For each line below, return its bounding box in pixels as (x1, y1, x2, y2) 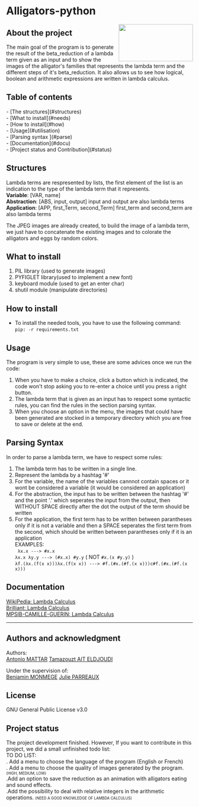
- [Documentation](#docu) (6, 140, 71, 147)
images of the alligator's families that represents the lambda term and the (6, 62, 185, 69)
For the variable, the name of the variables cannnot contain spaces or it (14, 477, 190, 485)
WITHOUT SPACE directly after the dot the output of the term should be (14, 503, 190, 510)
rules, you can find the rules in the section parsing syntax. (14, 402, 157, 409)
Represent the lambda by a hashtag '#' (14, 471, 110, 479)
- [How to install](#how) (6, 121, 65, 128)
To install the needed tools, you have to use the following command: (14, 319, 181, 327)
